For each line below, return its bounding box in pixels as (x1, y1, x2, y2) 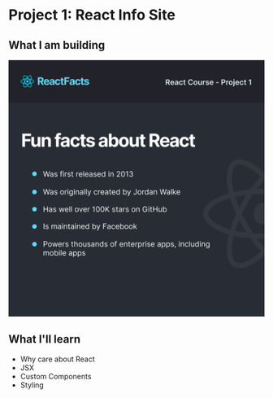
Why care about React (19, 354, 95, 364)
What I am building (8, 38, 106, 52)
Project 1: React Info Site (8, 6, 176, 24)
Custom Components (19, 371, 92, 381)
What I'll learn (8, 332, 81, 347)
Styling (19, 380, 45, 390)
